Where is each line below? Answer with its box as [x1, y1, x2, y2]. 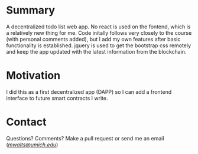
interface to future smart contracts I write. [6, 94, 108, 101]
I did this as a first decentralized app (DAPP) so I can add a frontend [6, 88, 172, 95]
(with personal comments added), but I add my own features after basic [6, 35, 181, 42]
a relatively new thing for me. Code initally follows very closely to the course [6, 29, 192, 36]
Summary [6, 4, 55, 17]
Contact [6, 116, 47, 129]
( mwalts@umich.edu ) [6, 141, 59, 148]
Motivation [6, 69, 61, 83]
